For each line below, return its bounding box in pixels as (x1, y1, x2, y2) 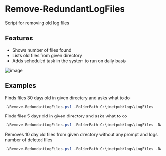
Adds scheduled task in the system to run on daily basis (12, 58, 126, 64)
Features (5, 34, 33, 42)
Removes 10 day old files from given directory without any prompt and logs (5, 132, 158, 138)
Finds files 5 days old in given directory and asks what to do (5, 113, 127, 119)
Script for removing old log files (5, 20, 69, 26)
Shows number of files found (12, 47, 72, 53)
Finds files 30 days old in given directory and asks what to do (5, 95, 130, 101)
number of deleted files (5, 137, 53, 143)
